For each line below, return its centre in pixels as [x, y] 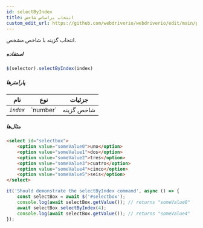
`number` [44, 110]
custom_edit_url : [28, 23]
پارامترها [16, 82]
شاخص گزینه [79, 110]
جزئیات [79, 100]
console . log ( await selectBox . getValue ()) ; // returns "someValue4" [104, 214]
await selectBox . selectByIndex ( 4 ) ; [62, 208]
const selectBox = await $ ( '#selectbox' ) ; [71, 197]
